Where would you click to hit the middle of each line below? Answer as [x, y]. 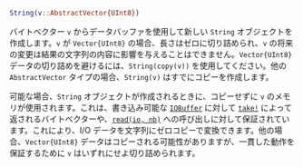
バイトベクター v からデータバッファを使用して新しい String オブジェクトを [151, 31]
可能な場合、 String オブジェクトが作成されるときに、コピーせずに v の [142, 96]
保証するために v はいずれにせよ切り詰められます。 [105, 152]
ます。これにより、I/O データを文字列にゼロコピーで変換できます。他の [142, 130]
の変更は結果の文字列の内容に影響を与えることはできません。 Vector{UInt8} [151, 54]
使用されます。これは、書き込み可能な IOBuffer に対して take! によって [158, 107]
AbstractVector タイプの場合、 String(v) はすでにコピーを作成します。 [142, 76]
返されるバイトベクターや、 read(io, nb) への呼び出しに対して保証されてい [150, 119]
